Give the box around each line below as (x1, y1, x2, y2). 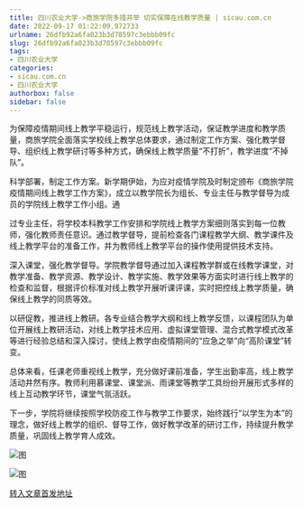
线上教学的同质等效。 (16, 294, 96, 305)
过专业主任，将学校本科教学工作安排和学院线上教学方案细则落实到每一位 (9, 218, 278, 229)
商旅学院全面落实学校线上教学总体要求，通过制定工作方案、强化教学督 (24, 135, 286, 146)
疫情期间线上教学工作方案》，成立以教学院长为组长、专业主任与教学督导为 (9, 187, 282, 199)
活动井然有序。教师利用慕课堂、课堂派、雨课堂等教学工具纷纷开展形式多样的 (9, 377, 294, 389)
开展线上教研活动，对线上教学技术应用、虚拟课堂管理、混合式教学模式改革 (16, 324, 294, 335)
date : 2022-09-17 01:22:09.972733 (9, 22, 140, 31)
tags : (9, 47, 30, 56)
